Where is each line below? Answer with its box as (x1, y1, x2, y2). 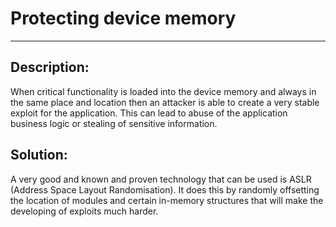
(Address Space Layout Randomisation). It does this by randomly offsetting (10, 183, 320, 196)
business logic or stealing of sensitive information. (10, 117, 218, 129)
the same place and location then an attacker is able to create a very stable (10, 96, 320, 108)
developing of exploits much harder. (10, 205, 159, 217)
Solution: (10, 147, 68, 164)
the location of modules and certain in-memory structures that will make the (10, 194, 324, 206)
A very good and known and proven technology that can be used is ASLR (10, 173, 312, 185)
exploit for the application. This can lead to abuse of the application (10, 107, 288, 119)
